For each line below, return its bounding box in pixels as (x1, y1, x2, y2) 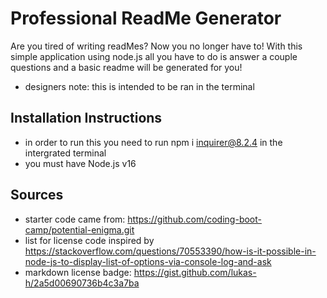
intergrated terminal (24, 147, 107, 159)
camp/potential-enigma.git (24, 223, 135, 236)
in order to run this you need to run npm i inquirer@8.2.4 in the (24, 136, 283, 148)
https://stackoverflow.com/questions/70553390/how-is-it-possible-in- (24, 245, 317, 257)
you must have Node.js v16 (24, 157, 137, 169)
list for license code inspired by (24, 234, 155, 246)
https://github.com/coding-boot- (127, 213, 262, 225)
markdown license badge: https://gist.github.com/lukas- (24, 266, 257, 278)
